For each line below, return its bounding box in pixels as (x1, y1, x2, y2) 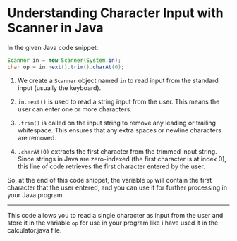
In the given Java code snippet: (7, 43, 99, 51)
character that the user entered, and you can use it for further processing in (7, 183, 228, 192)
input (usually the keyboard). (17, 83, 102, 92)
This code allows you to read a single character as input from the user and (7, 211, 224, 219)
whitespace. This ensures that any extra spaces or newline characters (17, 125, 222, 135)
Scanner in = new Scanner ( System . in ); (7, 56, 121, 64)
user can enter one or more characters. (17, 104, 133, 113)
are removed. (17, 133, 56, 142)
